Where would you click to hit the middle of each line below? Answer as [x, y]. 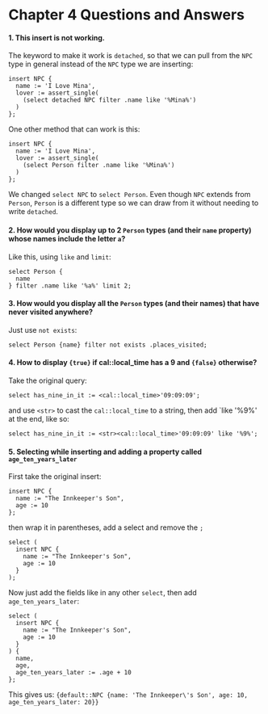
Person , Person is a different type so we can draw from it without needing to [134, 203]
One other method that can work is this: [74, 129]
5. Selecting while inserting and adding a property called [105, 451]
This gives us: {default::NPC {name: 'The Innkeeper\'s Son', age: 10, [128, 695]
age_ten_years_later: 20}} [54, 703]
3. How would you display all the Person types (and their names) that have [134, 304]
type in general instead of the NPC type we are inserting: [101, 64]
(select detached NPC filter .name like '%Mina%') [110, 100]
